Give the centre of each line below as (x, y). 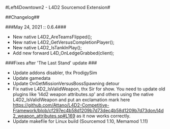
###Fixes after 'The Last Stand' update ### (51, 63)
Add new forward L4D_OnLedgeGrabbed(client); (63, 53)
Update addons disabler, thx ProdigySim (55, 73)
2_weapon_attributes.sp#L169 (44, 116)
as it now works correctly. (103, 116)
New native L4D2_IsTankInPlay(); (47, 47)
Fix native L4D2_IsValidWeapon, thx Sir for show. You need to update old (89, 89)
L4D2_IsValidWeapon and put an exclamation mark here (71, 100)
